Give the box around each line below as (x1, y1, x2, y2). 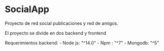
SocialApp (5, 4, 49, 15)
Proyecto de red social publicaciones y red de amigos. (5, 20, 119, 26)
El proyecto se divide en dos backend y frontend (5, 30, 107, 36)
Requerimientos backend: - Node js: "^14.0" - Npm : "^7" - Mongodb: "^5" (5, 39, 159, 46)
